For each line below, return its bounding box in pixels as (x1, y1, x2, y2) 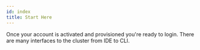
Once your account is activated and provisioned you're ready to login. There (6, 30, 195, 37)
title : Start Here (6, 14, 52, 20)
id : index (6, 8, 31, 15)
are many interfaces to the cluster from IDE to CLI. (6, 37, 130, 44)
